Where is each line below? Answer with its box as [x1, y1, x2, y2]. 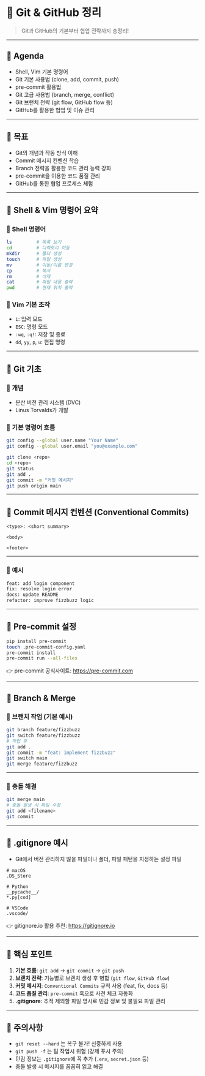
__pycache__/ [6, 889, 40, 895]
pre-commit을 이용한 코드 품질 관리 [15, 172, 101, 179]
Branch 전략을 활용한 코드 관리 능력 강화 [15, 164, 112, 171]
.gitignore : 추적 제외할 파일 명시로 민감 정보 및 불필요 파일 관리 [15, 997, 166, 1004]
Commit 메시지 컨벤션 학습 [15, 157, 79, 164]
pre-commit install [6, 650, 56, 656]
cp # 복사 [6, 268, 51, 274]
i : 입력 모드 [15, 315, 43, 323]
